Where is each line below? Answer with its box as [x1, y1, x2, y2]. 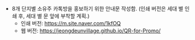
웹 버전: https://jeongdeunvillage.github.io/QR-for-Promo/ [20, 27, 161, 34]
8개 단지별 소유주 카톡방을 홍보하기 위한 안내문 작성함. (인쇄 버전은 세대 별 [11, 5, 184, 12]
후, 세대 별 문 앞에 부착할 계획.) [18, 12, 90, 19]
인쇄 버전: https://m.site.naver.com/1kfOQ [20, 20, 121, 26]
